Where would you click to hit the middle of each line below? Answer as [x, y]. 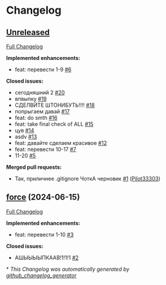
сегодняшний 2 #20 [40, 92]
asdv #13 [26, 137]
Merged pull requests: [34, 167]
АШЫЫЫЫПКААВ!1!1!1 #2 [47, 257]
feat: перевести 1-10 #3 [44, 235]
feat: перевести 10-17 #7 [45, 149]
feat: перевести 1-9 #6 [43, 69]
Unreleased [28, 32]
